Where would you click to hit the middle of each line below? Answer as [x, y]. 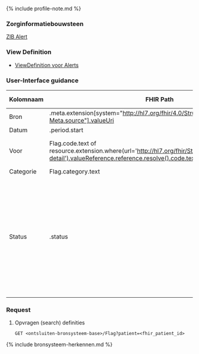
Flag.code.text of [73, 143]
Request [18, 310]
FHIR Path [160, 99]
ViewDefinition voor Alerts [46, 65]
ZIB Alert [17, 37]
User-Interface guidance [42, 81]
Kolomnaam [26, 99]
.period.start [66, 130]
